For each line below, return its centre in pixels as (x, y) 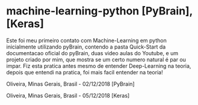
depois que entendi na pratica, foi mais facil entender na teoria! (85, 72)
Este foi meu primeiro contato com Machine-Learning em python (86, 40)
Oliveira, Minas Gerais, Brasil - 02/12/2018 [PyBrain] (70, 84)
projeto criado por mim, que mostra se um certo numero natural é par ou (96, 59)
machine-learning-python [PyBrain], (100, 11)
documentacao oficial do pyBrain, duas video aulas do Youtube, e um (92, 53)
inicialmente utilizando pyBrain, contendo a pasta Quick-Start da (86, 47)
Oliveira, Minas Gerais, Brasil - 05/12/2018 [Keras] (68, 95)
